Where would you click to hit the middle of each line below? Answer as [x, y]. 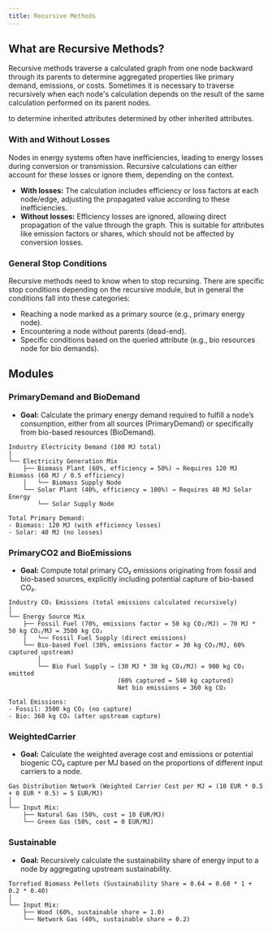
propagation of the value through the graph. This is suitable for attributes [142, 225]
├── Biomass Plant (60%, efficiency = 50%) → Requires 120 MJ [130, 468]
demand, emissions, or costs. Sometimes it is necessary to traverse [121, 85]
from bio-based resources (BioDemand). [88, 432]
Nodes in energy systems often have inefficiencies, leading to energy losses [136, 157]
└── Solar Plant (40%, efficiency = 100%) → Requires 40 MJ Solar [138, 489]
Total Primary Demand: [47, 518]
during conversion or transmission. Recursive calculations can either [123, 166]
